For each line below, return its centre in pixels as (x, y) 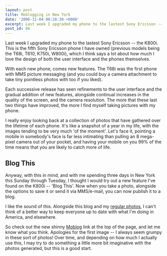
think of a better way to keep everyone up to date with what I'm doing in (79, 212)
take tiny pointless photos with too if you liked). (54, 80)
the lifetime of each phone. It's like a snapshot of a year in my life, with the (82, 126)
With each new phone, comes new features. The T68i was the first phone (81, 69)
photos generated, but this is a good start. (49, 248)
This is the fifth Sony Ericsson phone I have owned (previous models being (82, 48)
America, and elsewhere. (31, 217)
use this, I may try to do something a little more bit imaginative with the (78, 243)
